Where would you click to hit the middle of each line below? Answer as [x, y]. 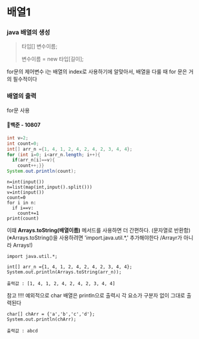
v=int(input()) [26, 192]
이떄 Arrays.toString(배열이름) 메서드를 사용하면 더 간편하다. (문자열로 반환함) [99, 231]
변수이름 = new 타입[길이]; [52, 59]
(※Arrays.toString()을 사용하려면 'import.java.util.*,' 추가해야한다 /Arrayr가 [94, 238]
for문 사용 [18, 110]
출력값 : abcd [22, 331]
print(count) [23, 219]
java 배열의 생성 [28, 32]
